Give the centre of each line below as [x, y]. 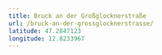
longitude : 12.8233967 [47, 38]
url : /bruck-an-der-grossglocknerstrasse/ [81, 23]
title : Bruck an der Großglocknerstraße [78, 16]
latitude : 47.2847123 [45, 31]
